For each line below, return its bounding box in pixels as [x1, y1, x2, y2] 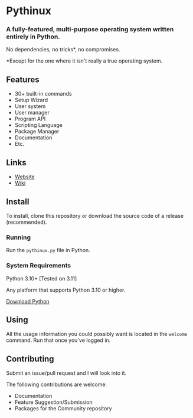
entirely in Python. [6, 32, 60, 41]
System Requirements [6, 262, 71, 270]
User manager [14, 109, 50, 116]
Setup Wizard [14, 96, 48, 104]
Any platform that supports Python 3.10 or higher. [6, 286, 126, 293]
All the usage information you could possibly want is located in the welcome [6, 331, 188, 338]
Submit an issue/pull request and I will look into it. [6, 370, 127, 377]
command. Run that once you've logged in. [6, 337, 111, 344]
